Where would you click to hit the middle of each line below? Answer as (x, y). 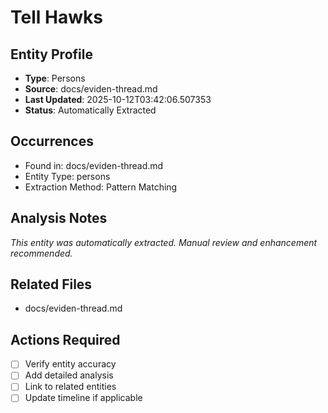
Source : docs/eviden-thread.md (91, 89)
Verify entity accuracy (70, 364)
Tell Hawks (56, 17)
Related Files (51, 284)
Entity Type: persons (67, 176)
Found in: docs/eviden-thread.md (94, 165)
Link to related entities (70, 387)
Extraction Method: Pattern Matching (101, 187)
